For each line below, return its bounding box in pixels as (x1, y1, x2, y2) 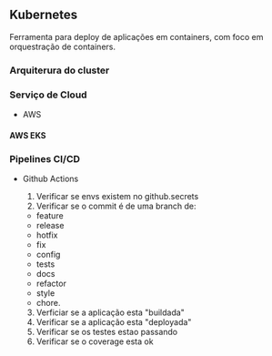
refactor (35, 278, 66, 289)
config (35, 249, 61, 259)
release (35, 219, 65, 230)
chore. (35, 297, 61, 308)
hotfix (35, 229, 58, 240)
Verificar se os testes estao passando (35, 326, 178, 337)
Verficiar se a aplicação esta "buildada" (35, 307, 185, 318)
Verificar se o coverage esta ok (35, 336, 154, 347)
